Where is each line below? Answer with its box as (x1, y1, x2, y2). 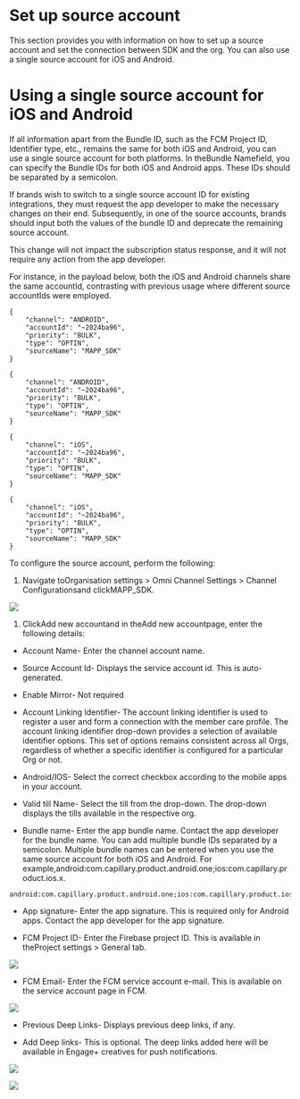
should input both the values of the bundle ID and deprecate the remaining (9, 217, 284, 228)
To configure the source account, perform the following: (9, 558, 216, 568)
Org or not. (21, 754, 62, 765)
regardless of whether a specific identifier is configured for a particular (21, 744, 284, 755)
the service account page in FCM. (21, 985, 147, 996)
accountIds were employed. (9, 289, 112, 300)
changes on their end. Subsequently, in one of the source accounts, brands (9, 207, 287, 219)
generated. (21, 672, 63, 683)
